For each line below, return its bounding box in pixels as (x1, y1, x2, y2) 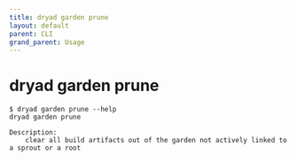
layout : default (9, 21, 69, 30)
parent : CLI (9, 29, 53, 38)
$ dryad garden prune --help (9, 105, 117, 114)
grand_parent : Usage (9, 37, 86, 47)
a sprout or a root (9, 143, 82, 153)
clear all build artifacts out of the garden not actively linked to (25, 136, 288, 145)
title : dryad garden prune (9, 12, 109, 22)
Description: (9, 128, 58, 137)
